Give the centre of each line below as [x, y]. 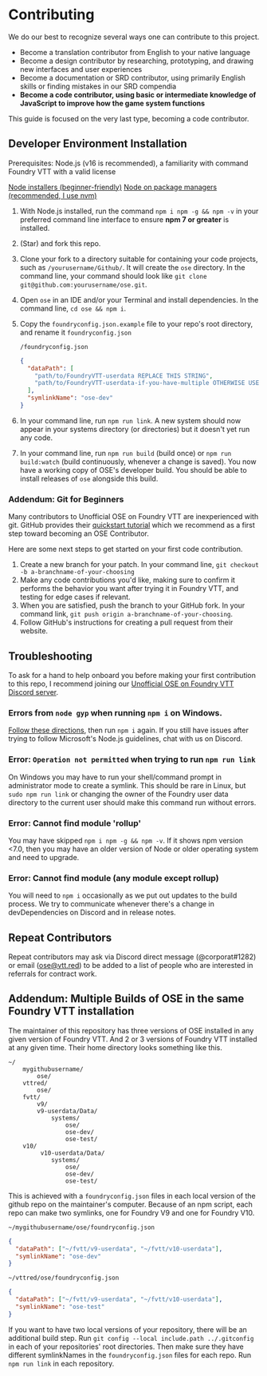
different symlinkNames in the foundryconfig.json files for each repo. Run [130, 1354]
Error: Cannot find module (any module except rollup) [114, 878]
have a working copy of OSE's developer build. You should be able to [133, 470]
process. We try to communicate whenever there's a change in [112, 904]
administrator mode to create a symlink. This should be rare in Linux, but [127, 785]
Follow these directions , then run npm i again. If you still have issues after [128, 730]
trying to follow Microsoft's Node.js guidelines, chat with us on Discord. [126, 739]
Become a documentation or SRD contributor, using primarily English [132, 77]
